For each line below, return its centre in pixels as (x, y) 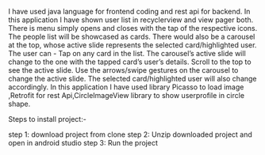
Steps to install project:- (48, 119)
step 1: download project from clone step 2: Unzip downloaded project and (130, 134)
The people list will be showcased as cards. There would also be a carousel (132, 36)
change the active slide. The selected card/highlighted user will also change (132, 79)
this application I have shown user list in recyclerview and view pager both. (131, 20)
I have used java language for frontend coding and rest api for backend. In (129, 11)
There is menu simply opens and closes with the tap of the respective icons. (133, 28)
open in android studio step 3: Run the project (83, 143)
